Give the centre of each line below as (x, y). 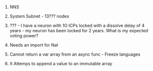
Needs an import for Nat (34, 45)
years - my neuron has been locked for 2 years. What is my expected (79, 30)
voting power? (24, 36)
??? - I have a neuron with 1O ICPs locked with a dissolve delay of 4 (77, 25)
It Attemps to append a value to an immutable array (61, 64)
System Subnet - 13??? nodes (39, 16)
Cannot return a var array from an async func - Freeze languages (75, 54)
